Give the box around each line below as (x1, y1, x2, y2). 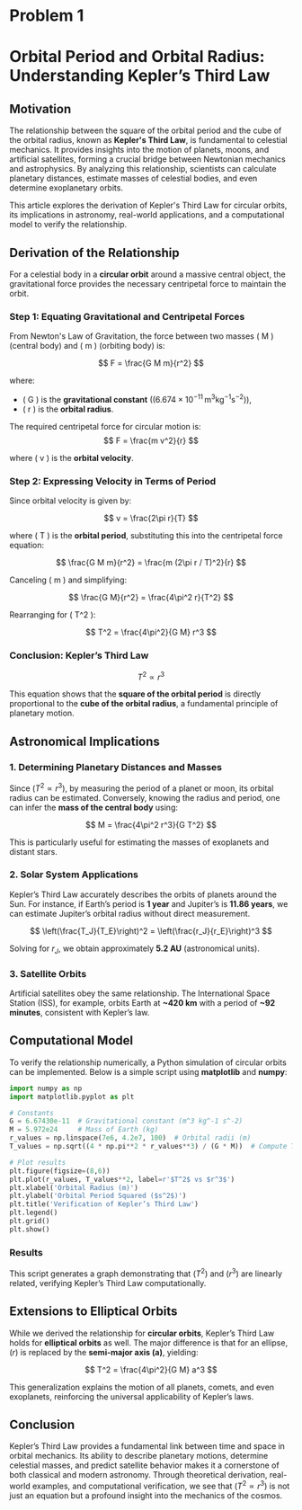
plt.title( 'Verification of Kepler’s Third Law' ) (9, 1200, 200, 1209)
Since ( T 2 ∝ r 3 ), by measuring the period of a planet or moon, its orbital (9, 781, 274, 794)
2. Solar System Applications (9, 868, 139, 881)
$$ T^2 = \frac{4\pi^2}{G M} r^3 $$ (84, 626, 218, 638)
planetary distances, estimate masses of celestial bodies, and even (9, 173, 258, 184)
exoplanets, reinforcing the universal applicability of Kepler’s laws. (9, 1390, 254, 1402)
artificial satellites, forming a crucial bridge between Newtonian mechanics (9, 154, 286, 164)
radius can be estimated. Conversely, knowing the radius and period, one (9, 792, 280, 803)
